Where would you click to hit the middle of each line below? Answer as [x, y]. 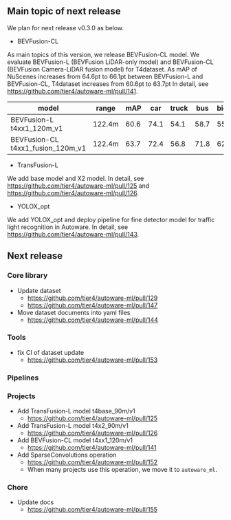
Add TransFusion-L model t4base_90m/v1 [76, 411]
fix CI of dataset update [51, 352]
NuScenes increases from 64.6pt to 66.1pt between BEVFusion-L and [105, 76]
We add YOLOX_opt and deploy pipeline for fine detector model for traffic [111, 219]
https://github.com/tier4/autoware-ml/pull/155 [92, 510]
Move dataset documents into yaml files [74, 312]
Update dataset [39, 290]
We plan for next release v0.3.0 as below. [66, 28]
